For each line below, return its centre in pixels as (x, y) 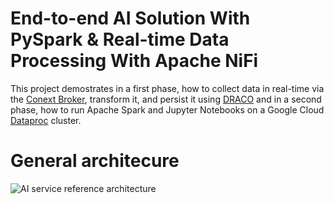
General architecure (95, 161)
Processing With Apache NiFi (134, 61)
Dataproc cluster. (46, 120)
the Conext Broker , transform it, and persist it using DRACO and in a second (166, 99)
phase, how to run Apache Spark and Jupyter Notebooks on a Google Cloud (167, 109)
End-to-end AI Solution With (130, 18)
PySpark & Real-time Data (120, 39)
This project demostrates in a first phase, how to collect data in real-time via (167, 88)
